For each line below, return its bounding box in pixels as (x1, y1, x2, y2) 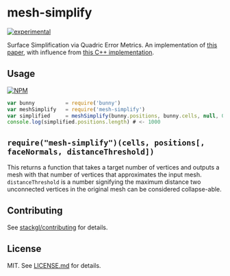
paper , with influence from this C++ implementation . (7, 48, 155, 56)
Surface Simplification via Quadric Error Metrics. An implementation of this (7, 41, 218, 49)
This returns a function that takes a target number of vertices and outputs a (7, 163, 220, 172)
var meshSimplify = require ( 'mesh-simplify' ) (7, 106, 146, 113)
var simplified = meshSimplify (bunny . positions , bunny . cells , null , (7, 112, 219, 119)
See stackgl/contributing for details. (7, 223, 108, 231)
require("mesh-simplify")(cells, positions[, (7, 137, 205, 148)
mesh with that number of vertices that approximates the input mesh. (7, 170, 202, 179)
